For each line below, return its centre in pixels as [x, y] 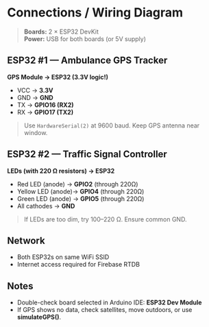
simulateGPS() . [39, 317]
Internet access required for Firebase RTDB [78, 265]
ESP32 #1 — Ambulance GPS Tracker [87, 61]
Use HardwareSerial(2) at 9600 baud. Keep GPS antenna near [112, 125]
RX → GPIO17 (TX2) [45, 112]
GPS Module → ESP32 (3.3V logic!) [58, 77]
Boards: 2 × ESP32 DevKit [61, 32]
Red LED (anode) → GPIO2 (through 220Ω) [77, 184]
